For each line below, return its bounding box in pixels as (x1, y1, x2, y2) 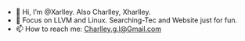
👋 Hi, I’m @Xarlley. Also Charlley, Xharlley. (15, 8, 151, 16)
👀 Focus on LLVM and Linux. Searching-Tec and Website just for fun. (15, 15, 238, 25)
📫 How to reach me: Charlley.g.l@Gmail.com (15, 24, 162, 33)
